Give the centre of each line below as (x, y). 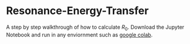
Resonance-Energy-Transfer (77, 11)
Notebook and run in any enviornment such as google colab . (79, 35)
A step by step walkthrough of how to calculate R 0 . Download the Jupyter (95, 28)
